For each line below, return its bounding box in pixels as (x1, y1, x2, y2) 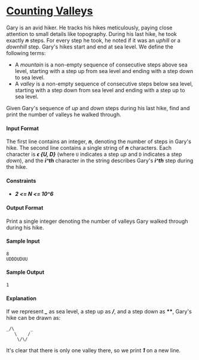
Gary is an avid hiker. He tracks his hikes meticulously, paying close (6, 24, 173, 31)
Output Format (6, 204, 44, 211)
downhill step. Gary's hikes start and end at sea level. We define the (6, 43, 173, 50)
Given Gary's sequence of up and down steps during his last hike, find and (6, 104, 190, 111)
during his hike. (6, 223, 44, 231)
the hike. (6, 164, 28, 171)
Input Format (6, 125, 39, 132)
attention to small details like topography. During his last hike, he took (6, 30, 177, 37)
